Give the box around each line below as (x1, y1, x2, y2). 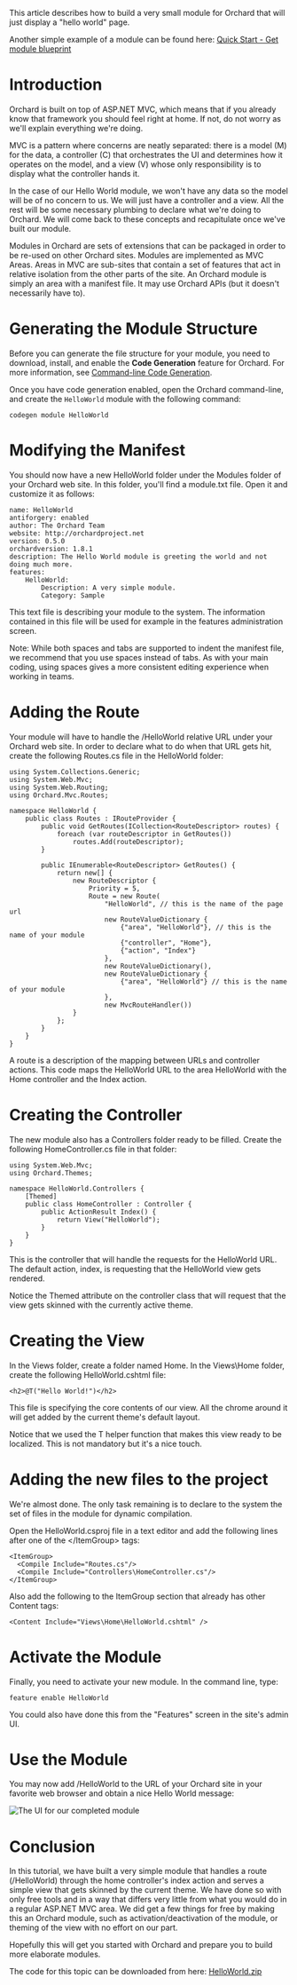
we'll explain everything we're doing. (9, 123, 144, 133)
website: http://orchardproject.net (9, 528, 145, 538)
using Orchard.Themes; (9, 1168, 93, 1177)
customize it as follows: (9, 488, 95, 499)
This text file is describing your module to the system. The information (9, 606, 266, 617)
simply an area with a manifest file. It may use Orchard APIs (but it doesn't (9, 278, 280, 289)
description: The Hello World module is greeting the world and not (9, 552, 268, 561)
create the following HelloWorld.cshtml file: (9, 1369, 167, 1380)
